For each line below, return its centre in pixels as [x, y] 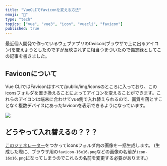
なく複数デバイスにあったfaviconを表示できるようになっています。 [78, 105]
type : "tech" [19, 19]
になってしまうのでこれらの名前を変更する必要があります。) [87, 158]
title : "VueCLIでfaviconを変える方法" [43, 10]
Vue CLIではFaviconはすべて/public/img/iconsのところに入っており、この [81, 87]
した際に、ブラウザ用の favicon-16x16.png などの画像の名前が [73, 151]
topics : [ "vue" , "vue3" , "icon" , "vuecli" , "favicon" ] [64, 24]
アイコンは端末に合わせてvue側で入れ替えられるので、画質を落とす [88, 99]
